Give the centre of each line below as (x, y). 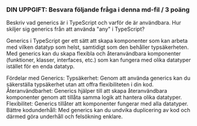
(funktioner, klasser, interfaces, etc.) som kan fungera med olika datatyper (99, 60)
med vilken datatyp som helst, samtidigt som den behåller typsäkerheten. (98, 47)
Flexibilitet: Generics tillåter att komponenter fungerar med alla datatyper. (97, 104)
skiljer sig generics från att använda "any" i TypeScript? (76, 29)
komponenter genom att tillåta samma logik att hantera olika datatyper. (94, 97)
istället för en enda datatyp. (40, 66)
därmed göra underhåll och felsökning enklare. (64, 116)
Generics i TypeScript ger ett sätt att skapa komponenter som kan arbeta (97, 41)
